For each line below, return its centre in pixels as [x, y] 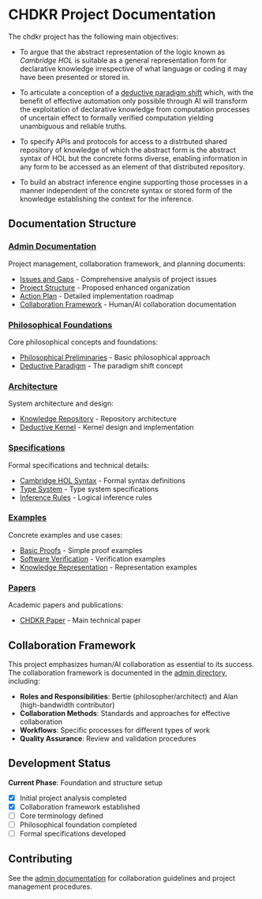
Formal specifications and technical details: [79, 465]
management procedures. [50, 886]
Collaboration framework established [80, 806]
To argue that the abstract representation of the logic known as [122, 51]
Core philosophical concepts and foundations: [83, 341]
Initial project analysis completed [73, 798]
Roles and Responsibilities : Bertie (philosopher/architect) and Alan [129, 696]
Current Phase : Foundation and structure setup [86, 783]
